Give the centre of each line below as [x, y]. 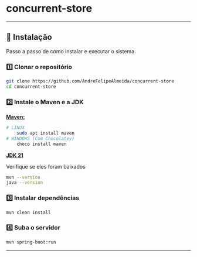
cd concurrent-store [31, 87]
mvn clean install [28, 213]
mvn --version [23, 177]
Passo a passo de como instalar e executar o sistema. [71, 51]
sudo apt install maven [46, 133]
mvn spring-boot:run [31, 242]
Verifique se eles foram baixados [46, 166]
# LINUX [16, 128]
